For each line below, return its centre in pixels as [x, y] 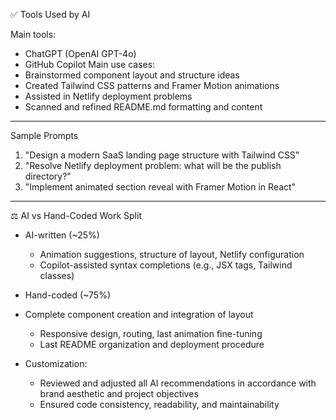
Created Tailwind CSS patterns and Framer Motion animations [152, 85]
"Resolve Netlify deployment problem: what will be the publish [153, 165]
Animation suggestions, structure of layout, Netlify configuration [172, 254]
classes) [57, 275]
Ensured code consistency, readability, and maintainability [159, 404]
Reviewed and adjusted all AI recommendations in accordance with [178, 383]
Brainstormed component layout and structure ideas [132, 75]
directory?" [48, 176]
